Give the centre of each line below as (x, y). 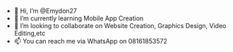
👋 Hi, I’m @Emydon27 (46, 11)
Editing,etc (30, 33)
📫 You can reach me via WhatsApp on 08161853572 (90, 41)
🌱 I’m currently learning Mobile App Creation (79, 18)
